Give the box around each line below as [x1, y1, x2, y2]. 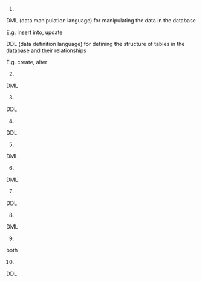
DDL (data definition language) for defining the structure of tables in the [6, 41, 186, 47]
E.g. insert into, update [6, 29, 63, 36]
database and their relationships [6, 47, 86, 54]
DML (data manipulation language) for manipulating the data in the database [6, 17, 197, 24]
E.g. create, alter [6, 59, 48, 65]
